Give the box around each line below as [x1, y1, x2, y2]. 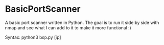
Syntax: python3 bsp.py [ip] [5, 34, 61, 40]
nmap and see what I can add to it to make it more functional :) [5, 24, 131, 30]
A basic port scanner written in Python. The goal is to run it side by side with [5, 20, 159, 25]
